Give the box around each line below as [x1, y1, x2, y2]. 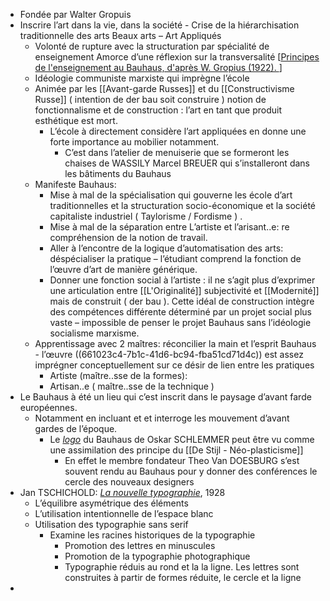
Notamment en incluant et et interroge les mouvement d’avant [34, 412, 290, 424]
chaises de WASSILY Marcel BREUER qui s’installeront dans [64, 157, 310, 169]
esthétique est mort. [34, 115, 118, 126]
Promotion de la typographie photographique [64, 550, 251, 562]
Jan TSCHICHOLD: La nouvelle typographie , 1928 [19, 487, 226, 498]
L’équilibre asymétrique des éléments [34, 497, 189, 509]
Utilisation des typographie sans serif [34, 519, 189, 530]
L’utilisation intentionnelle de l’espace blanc [34, 508, 214, 519]
